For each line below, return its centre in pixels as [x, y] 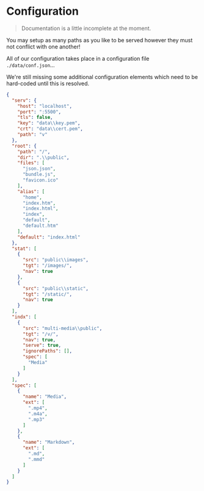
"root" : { [24, 146]
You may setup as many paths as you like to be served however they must [100, 40]
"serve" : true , [42, 345]
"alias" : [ [31, 191]
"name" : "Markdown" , [49, 443]
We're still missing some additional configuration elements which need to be [102, 77]
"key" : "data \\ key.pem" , [49, 123]
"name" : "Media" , [45, 397]
